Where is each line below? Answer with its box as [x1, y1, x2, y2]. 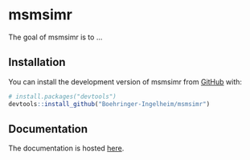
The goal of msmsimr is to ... [8, 32, 103, 42]
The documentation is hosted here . [8, 143, 125, 154]
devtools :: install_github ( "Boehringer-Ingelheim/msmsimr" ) [8, 100, 211, 108]
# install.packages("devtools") [8, 92, 117, 101]
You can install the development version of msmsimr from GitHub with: [8, 76, 243, 86]
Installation [8, 55, 66, 69]
